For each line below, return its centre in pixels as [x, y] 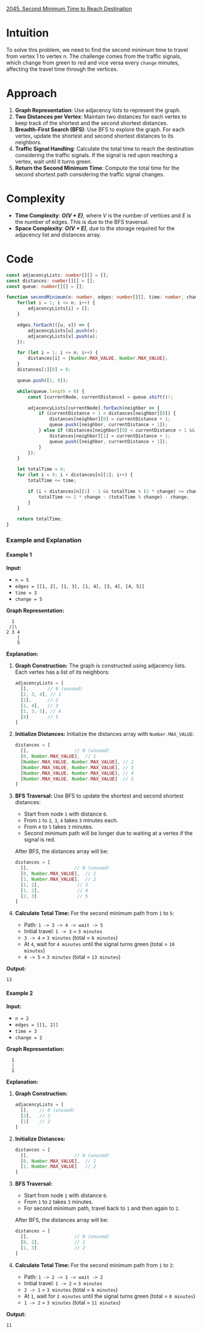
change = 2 [29, 1038]
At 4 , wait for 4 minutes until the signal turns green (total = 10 [99, 944]
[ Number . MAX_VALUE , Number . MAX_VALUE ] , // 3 [77, 767]
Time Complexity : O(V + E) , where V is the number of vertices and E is [103, 215]
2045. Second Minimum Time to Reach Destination [69, 9]
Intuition [28, 33]
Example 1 [19, 554]
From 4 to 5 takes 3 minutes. [58, 827]
